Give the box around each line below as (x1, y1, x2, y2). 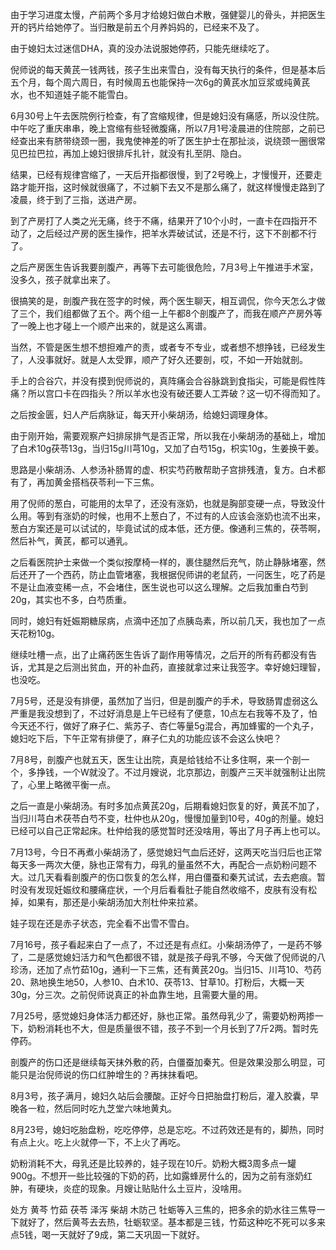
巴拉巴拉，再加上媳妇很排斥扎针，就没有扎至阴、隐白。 (18, 148, 247, 159)
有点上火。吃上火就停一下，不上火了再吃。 (10, 1136, 186, 1148)
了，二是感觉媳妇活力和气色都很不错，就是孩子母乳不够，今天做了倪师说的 (10, 951, 317, 963)
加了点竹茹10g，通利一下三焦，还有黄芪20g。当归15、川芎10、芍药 (44, 964, 322, 975)
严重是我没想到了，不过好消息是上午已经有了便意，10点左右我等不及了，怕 (10, 708, 318, 719)
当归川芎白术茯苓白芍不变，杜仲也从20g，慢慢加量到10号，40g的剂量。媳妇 (10, 813, 324, 824)
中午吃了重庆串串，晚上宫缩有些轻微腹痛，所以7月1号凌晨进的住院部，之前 (10, 123, 317, 134)
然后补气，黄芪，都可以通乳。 (10, 535, 133, 547)
